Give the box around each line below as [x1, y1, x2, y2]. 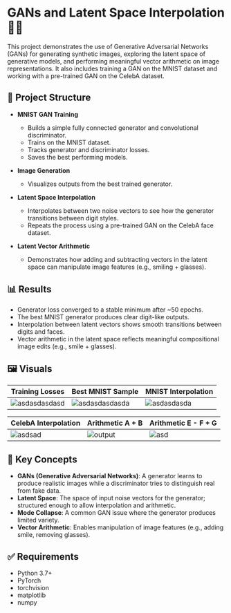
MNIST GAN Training [17, 110, 78, 118]
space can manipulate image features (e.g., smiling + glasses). [27, 263, 206, 271]
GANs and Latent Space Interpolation [7, 5, 225, 21]
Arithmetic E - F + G [149, 418, 217, 428]
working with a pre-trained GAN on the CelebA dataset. [7, 71, 165, 80]
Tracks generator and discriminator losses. [27, 145, 150, 153]
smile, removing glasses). [17, 531, 91, 539]
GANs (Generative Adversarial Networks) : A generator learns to [17, 472, 203, 480]
